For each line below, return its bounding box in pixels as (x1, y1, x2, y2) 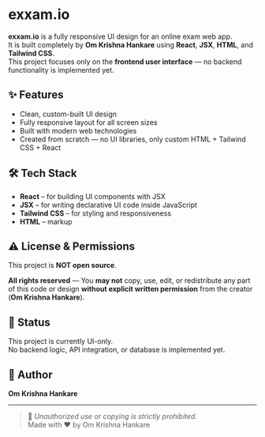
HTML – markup (19, 217, 73, 226)
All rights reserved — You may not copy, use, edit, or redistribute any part (8, 276, 251, 285)
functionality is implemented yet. (8, 65, 114, 74)
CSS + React (19, 142, 62, 152)
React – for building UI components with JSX (19, 191, 166, 201)
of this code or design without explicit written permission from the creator (8, 284, 253, 294)
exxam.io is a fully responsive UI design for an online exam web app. (8, 32, 233, 41)
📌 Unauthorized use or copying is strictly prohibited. (27, 412, 197, 420)
